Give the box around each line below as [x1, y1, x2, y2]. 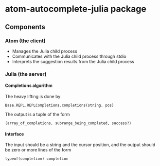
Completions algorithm [5, 83, 53, 88]
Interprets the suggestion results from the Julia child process [12, 58, 135, 64]
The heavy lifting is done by [5, 94, 61, 99]
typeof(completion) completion [5, 156, 69, 161]
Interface [5, 131, 24, 137]
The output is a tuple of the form [5, 112, 70, 117]
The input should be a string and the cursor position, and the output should [5, 142, 156, 148]
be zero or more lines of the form [5, 147, 71, 153]
